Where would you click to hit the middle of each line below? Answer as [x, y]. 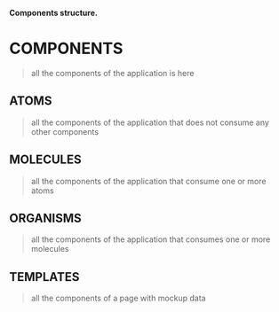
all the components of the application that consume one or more [148, 181]
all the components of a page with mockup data [118, 298]
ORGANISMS [45, 218]
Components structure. [53, 13]
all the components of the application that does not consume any [150, 122]
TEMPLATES [44, 277]
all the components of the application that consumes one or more [151, 239]
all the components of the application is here [112, 73]
